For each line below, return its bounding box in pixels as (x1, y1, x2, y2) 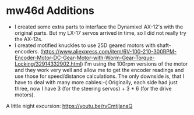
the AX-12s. (14, 35, 43, 42)
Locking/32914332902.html (14, 60, 82, 67)
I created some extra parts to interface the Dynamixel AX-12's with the (14, 23, 184, 30)
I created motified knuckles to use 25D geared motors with (14, 42, 156, 49)
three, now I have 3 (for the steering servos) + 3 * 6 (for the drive (14, 85, 172, 92)
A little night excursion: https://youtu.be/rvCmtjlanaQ (6, 102, 133, 109)
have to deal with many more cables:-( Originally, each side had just (14, 78, 178, 85)
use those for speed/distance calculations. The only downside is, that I (14, 73, 185, 80)
